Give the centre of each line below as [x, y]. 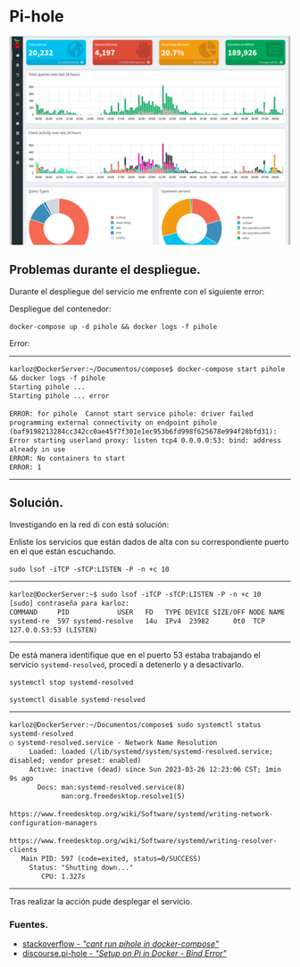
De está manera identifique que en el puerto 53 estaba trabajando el [135, 655]
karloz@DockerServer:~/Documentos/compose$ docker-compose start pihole [147, 369]
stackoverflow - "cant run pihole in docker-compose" [121, 944]
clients [24, 849]
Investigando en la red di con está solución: [89, 525]
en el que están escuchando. [62, 551]
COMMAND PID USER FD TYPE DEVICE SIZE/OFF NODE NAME [147, 612]
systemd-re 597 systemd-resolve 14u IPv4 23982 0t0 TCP [137, 621]
